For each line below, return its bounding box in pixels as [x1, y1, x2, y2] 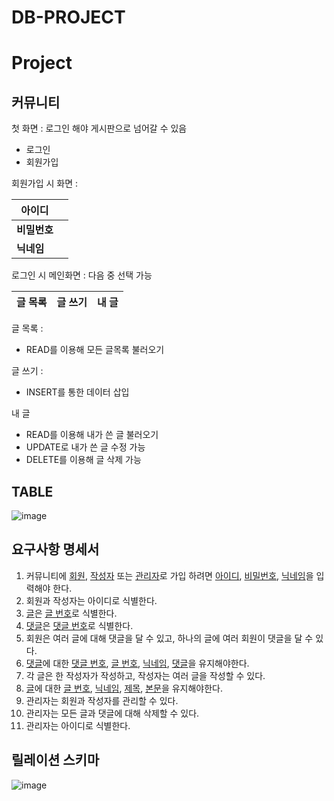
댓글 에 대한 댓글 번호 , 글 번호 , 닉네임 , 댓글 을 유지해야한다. [25, 657, 250, 669]
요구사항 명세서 [11, 541, 100, 558]
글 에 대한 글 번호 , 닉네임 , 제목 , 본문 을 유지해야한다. [25, 682, 224, 694]
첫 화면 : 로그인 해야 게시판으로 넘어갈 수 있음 [11, 122, 188, 135]
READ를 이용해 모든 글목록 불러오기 [25, 344, 165, 356]
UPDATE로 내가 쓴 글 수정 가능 [25, 441, 146, 453]
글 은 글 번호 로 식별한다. [25, 607, 118, 619]
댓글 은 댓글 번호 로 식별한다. [25, 619, 134, 631]
